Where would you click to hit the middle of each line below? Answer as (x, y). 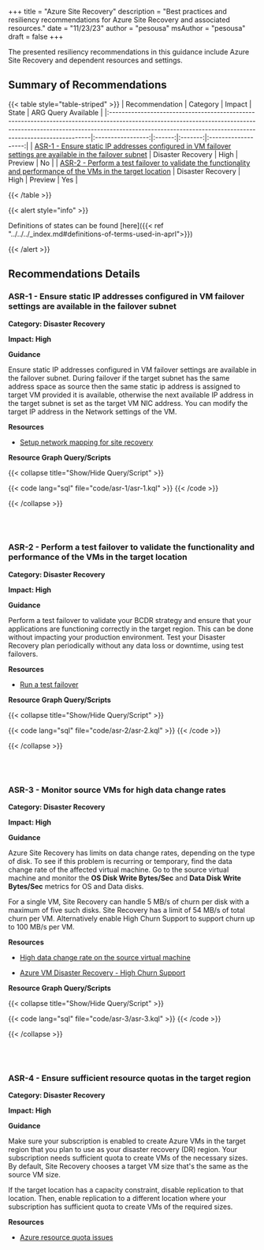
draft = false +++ (36, 36)
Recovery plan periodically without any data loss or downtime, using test (126, 645)
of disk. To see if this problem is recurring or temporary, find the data (120, 861)
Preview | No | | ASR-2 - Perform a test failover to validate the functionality (129, 163)
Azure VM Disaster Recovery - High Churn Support (102, 973)
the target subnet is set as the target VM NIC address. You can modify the (128, 403)
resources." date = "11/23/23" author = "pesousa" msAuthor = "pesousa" (127, 28)
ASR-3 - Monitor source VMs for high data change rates (117, 790)
